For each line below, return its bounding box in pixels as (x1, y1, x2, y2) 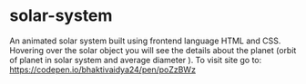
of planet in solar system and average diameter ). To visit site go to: (9, 54, 262, 65)
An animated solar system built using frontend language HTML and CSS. (9, 35, 281, 46)
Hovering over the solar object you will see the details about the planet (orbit (9, 44, 297, 55)
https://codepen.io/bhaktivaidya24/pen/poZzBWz (9, 64, 196, 75)
